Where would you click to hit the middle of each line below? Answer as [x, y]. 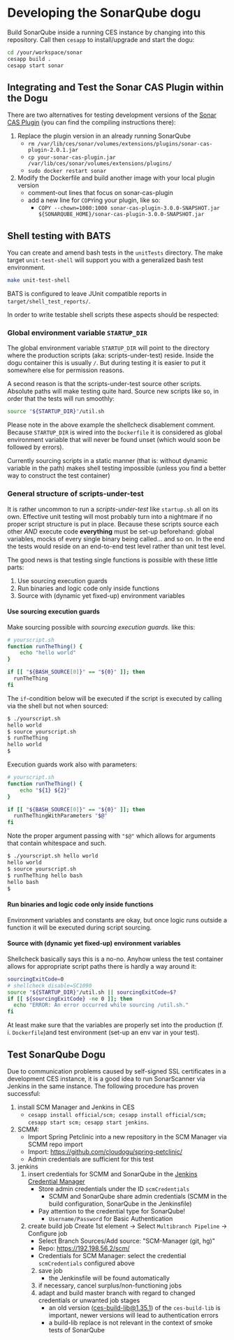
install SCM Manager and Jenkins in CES [76, 1107]
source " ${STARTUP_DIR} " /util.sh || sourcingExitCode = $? [92, 992]
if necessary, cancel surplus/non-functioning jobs [110, 1285]
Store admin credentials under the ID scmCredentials [114, 1189]
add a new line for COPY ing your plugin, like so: [94, 200]
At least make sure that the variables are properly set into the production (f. [115, 1025]
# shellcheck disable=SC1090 [50, 985]
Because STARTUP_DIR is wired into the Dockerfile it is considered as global [115, 432]
